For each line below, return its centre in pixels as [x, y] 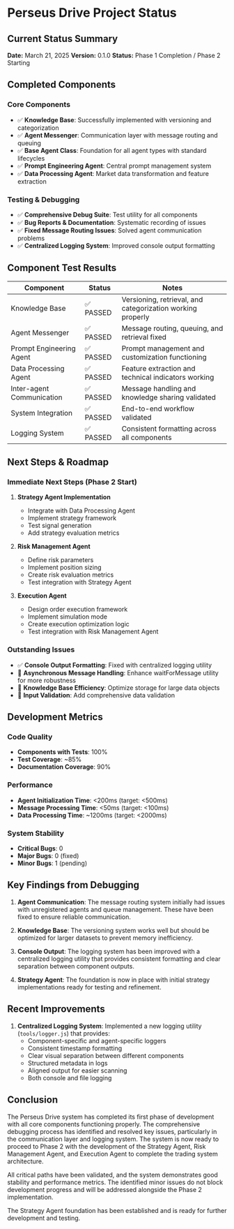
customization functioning [164, 357]
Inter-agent [30, 388]
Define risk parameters [61, 560]
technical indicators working [168, 377]
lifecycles [31, 158]
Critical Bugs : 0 [40, 848]
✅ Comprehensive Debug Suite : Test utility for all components [107, 214]
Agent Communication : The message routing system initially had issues [121, 901]
